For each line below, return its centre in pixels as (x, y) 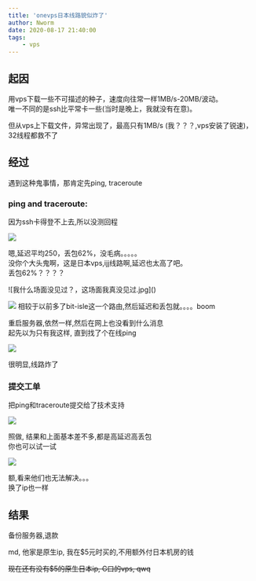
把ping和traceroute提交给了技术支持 (67, 405)
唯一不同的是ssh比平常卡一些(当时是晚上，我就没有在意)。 (102, 108)
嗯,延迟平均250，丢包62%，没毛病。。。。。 (75, 253)
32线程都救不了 (33, 135)
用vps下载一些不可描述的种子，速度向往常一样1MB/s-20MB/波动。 (115, 98)
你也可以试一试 (32, 447)
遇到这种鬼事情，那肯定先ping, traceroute (75, 182)
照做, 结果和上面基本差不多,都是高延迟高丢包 (80, 436)
